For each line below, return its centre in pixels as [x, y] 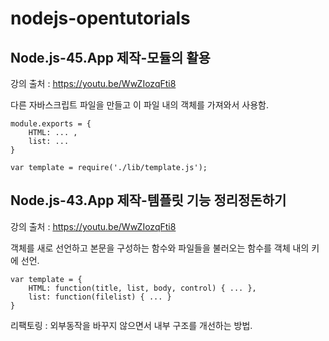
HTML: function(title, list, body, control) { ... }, [142, 288]
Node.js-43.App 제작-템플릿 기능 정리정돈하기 [148, 200]
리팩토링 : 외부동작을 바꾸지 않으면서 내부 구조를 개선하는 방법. [131, 325]
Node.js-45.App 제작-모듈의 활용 [110, 57]
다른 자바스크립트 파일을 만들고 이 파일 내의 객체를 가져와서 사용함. [139, 105]
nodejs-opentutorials [100, 18]
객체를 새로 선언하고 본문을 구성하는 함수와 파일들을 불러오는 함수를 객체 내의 [160, 248]
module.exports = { [51, 124]
